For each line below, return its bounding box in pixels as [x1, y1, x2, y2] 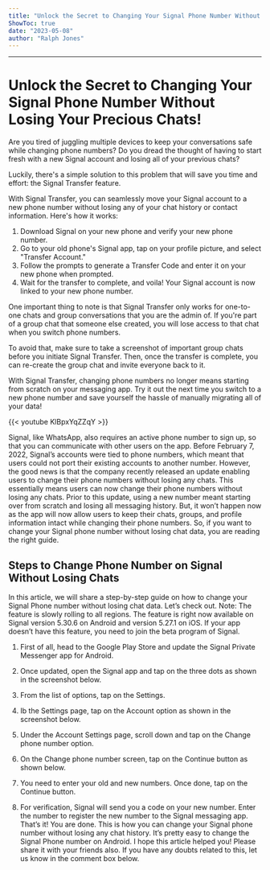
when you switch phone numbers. [8, 327, 121, 338]
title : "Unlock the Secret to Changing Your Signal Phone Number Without [8, 11, 261, 20]
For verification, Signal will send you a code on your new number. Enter [19, 802, 256, 812]
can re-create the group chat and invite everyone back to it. [8, 360, 207, 370]
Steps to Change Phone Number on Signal [8, 558, 223, 572]
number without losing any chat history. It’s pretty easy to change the [19, 828, 250, 837]
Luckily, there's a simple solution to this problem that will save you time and [8, 170, 258, 179]
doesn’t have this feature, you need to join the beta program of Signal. [8, 626, 240, 636]
